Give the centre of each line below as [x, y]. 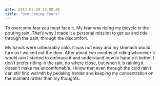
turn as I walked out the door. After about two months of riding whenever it [80, 52]
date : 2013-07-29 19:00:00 [32, 9]
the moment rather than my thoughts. [43, 78]
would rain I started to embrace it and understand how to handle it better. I [80, 57]
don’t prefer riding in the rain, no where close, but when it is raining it [74, 63]
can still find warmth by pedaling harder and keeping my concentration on [79, 73]
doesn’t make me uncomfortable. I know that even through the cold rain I [78, 68]
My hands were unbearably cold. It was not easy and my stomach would [78, 47]
